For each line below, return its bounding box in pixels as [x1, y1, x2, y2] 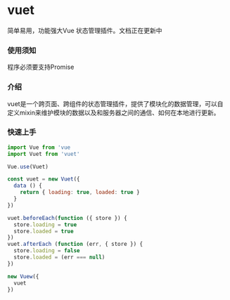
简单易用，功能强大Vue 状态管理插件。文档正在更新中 [7, 26, 163, 34]
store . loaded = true [13, 228, 74, 235]
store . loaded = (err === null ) [13, 254, 106, 261]
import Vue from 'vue [7, 143, 71, 151]
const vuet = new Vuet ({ [7, 176, 80, 183]
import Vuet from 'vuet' [7, 150, 80, 157]
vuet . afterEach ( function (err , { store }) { [7, 241, 143, 248]
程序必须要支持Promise [7, 63, 75, 72]
